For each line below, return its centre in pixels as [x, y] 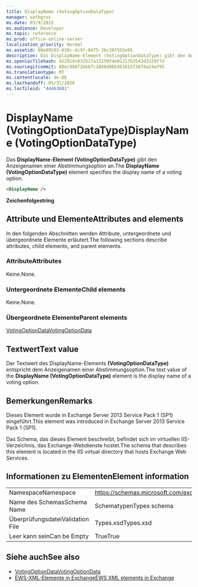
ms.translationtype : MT [35, 72]
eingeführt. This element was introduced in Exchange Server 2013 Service [95, 421]
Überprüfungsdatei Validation [49, 519]
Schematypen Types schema [134, 505]
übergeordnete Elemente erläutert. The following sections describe [87, 240]
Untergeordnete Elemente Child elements [66, 289]
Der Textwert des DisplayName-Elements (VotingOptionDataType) [88, 363]
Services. [18, 458]
